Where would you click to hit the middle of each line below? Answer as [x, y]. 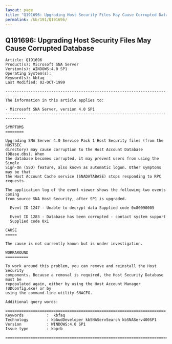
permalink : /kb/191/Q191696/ [36, 19]
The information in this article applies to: [55, 100]
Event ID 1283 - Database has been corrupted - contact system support [88, 217]
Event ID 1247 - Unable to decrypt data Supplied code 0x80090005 [82, 208]
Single [12, 163]
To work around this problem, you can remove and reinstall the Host [81, 266]
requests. [16, 181]
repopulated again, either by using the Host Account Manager [73, 284]
